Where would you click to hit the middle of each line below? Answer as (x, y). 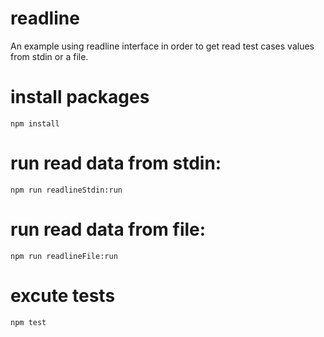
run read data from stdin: (116, 163)
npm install (35, 123)
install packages (80, 97)
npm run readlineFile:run (64, 256)
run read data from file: (108, 229)
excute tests (63, 295)
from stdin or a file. (49, 56)
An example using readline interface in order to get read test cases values (162, 46)
